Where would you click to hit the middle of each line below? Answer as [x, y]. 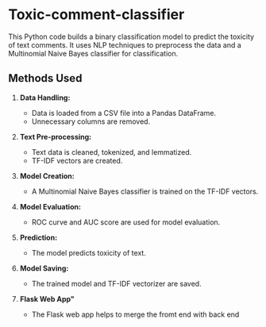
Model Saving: [44, 268]
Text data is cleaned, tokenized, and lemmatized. [112, 152]
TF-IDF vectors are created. [77, 160]
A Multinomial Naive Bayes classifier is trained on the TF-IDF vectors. [145, 191]
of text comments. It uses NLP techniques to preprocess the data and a [125, 44]
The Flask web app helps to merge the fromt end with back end [135, 314]
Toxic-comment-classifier [96, 15]
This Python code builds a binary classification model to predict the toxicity [131, 37]
